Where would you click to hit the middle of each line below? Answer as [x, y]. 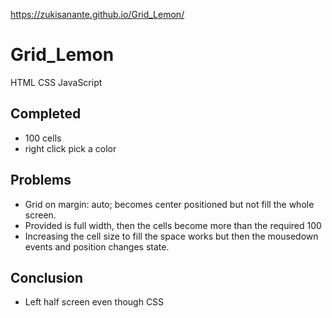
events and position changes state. [97, 246]
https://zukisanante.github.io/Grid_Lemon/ [97, 14]
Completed [46, 114]
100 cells [43, 138]
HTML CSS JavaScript [56, 82]
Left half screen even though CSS [94, 302]
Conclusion [47, 277]
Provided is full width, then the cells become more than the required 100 [173, 225]
